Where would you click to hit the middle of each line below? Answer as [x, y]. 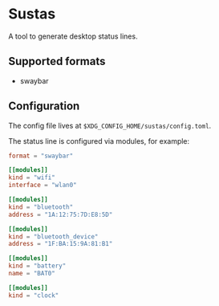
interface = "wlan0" [43, 186]
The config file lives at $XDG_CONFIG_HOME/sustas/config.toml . [110, 125]
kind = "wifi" [32, 177]
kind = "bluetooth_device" [53, 237]
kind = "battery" [37, 266]
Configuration [44, 106]
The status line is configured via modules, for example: [99, 141]
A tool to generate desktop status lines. [73, 36]
